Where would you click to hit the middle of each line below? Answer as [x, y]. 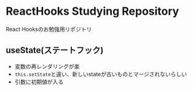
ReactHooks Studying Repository [93, 11]
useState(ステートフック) [55, 50]
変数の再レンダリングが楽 [47, 66]
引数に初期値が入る [39, 82]
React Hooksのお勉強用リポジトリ [49, 29]
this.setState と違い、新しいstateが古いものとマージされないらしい [101, 74]
